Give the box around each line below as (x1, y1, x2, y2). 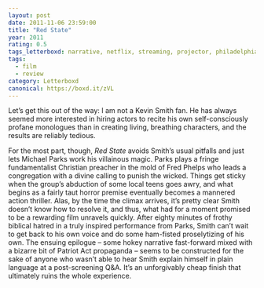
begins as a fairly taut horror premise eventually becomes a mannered (8, 188, 236, 197)
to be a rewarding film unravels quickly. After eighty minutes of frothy (8, 213, 233, 222)
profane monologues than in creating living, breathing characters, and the (8, 122, 247, 132)
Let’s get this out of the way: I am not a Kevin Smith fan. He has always (8, 106, 237, 115)
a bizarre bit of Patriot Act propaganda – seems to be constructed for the (8, 246, 244, 256)
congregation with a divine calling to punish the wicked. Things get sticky (8, 171, 246, 180)
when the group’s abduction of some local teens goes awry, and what (8, 180, 233, 189)
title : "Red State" (8, 26, 72, 34)
